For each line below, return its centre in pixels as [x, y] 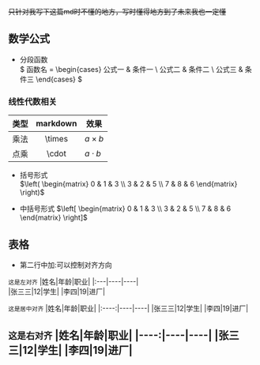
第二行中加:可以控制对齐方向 [66, 265]
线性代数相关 [33, 101]
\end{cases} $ [59, 79]
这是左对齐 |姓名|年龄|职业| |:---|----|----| [73, 281]
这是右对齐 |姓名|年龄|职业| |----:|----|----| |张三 [124, 335]
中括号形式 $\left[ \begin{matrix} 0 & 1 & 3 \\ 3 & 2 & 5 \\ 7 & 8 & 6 [125, 209]
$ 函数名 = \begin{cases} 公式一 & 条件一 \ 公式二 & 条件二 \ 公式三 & [131, 69]
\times [57, 139]
